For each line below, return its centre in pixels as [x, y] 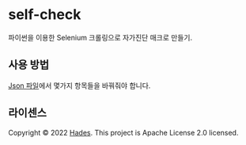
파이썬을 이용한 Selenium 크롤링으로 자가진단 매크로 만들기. [100, 37]
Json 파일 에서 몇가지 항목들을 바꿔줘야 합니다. [79, 86]
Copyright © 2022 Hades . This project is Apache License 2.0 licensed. [123, 132]
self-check [45, 15]
